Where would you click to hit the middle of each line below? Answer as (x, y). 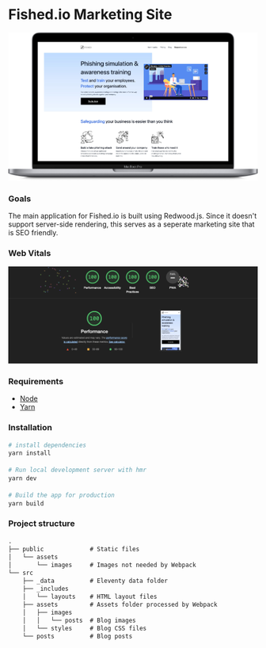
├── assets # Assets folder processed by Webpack (120, 604)
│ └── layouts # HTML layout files (90, 597)
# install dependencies (47, 445)
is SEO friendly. (33, 233)
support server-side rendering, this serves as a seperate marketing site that (131, 224)
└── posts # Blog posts (78, 636)
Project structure (42, 524)
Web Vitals (30, 253)
